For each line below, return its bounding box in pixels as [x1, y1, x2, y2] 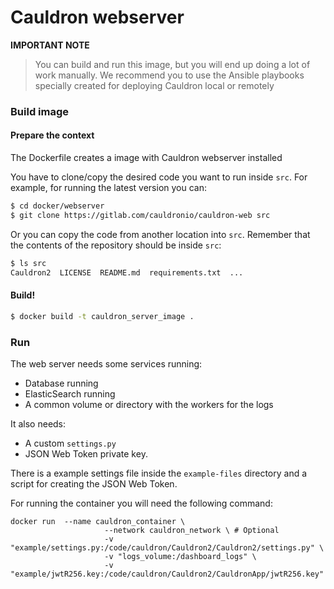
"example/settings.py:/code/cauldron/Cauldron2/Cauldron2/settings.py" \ [10, 542, 325, 553]
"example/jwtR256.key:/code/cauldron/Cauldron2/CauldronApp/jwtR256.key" [10, 569, 325, 579]
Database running [24, 377, 99, 389]
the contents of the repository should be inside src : [10, 239, 222, 251]
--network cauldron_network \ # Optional [104, 525, 280, 535]
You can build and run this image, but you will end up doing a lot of [34, 58, 311, 70]
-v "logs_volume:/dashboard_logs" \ [104, 551, 257, 561]
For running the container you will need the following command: [10, 497, 273, 509]
